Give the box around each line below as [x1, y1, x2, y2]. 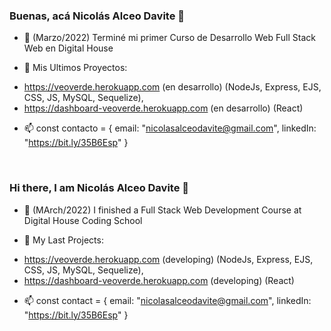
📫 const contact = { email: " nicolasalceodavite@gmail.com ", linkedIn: [23, 294, 312, 306]
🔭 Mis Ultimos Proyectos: [23, 62, 128, 74]
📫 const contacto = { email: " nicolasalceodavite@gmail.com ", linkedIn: [23, 122, 317, 134]
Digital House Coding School [23, 214, 143, 226]
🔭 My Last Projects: [23, 234, 104, 246]
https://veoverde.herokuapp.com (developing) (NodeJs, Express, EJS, [23, 253, 314, 265]
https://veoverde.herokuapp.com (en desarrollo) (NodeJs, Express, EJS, [23, 81, 322, 93]
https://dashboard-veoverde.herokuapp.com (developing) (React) [23, 274, 295, 286]
